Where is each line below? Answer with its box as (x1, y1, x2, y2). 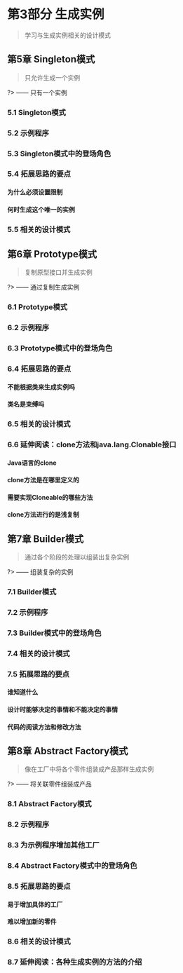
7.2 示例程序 (7, 608, 48, 618)
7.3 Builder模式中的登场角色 (7, 628, 102, 638)
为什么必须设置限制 (7, 188, 63, 196)
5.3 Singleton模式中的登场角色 (7, 149, 111, 158)
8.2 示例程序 (7, 819, 50, 829)
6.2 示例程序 (7, 323, 50, 333)
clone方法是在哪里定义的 (7, 476, 79, 484)
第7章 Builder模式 (7, 533, 84, 545)
